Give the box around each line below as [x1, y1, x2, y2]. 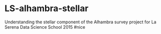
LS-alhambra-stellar [4, 3, 89, 14]
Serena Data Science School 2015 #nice [4, 24, 86, 30]
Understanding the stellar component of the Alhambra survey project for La [4, 19, 157, 25]
